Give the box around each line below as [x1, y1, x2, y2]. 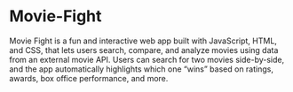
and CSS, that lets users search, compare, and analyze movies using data [9, 44, 279, 55]
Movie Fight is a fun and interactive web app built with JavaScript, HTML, [9, 35, 278, 46]
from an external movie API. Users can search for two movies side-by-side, [9, 54, 285, 65]
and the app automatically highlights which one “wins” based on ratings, [9, 64, 273, 74]
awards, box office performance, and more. [9, 73, 169, 83]
